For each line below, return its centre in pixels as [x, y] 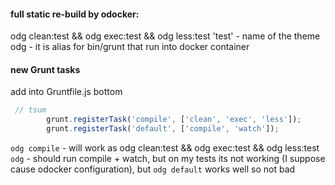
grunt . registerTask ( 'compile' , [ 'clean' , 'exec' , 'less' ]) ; [174, 120]
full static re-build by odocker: [75, 14]
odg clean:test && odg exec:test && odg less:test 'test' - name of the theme [165, 36]
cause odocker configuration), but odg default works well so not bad [153, 169]
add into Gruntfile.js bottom [66, 92]
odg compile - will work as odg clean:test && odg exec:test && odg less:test [165, 148]
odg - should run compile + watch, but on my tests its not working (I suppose [168, 159]
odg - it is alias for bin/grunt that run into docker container [130, 47]
